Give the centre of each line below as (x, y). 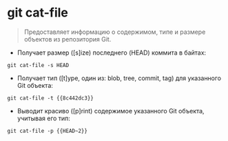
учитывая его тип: (44, 118)
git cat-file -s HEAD (38, 65)
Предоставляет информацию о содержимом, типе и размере (115, 32)
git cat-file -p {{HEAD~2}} (48, 131)
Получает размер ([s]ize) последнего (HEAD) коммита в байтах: (112, 53)
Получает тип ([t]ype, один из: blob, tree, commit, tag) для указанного (119, 78)
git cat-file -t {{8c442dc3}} (51, 98)
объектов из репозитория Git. (68, 39)
